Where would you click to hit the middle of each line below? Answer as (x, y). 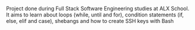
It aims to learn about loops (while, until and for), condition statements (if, (95, 15)
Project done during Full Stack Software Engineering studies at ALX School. (98, 9)
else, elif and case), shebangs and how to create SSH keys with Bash (90, 21)
